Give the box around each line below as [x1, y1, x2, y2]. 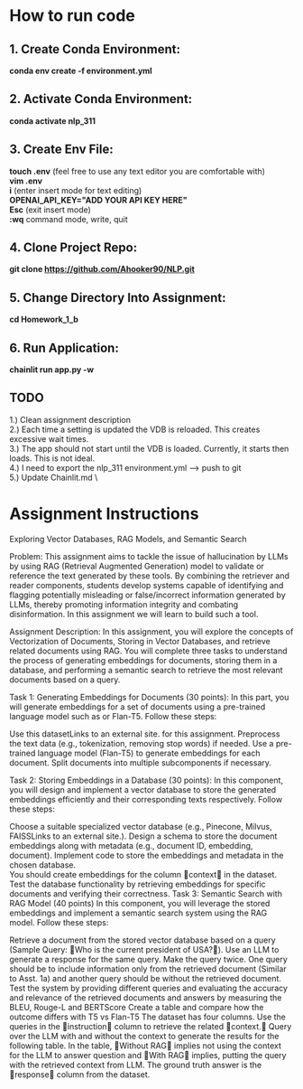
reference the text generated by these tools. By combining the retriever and [9, 570, 290, 581]
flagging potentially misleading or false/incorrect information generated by [9, 589, 286, 600]
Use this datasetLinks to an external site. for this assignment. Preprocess [9, 728, 280, 739]
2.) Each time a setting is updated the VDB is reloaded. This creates [9, 424, 261, 435]
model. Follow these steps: [9, 916, 109, 927]
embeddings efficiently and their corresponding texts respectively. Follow [9, 793, 282, 804]
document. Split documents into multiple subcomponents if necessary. [9, 756, 272, 768]
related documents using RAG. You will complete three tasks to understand [9, 645, 288, 656]
